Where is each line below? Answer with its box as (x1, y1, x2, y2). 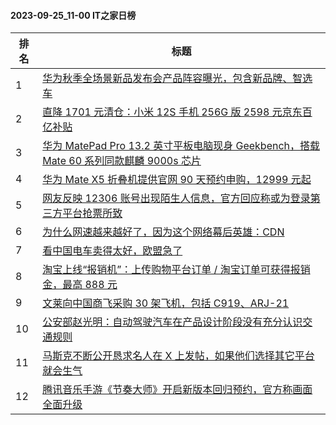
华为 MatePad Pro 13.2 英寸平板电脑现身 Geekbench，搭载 (42, 139, 321, 153)
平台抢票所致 (62, 206, 123, 220)
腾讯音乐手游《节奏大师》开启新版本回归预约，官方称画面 (42, 383, 313, 397)
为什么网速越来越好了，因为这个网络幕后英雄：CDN (42, 225, 285, 239)
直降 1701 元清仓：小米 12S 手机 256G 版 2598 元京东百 (42, 105, 313, 119)
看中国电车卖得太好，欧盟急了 (42, 244, 183, 258)
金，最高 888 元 (42, 278, 118, 292)
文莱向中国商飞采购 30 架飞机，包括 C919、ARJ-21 (42, 296, 290, 310)
